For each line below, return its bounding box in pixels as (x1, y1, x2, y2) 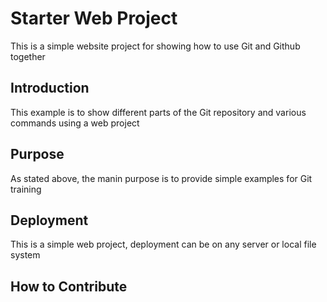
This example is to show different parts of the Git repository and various (10, 106, 307, 118)
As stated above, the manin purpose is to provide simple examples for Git (10, 172, 313, 184)
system (10, 249, 41, 261)
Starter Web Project (10, 7, 178, 30)
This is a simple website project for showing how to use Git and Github (10, 40, 301, 52)
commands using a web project (10, 117, 140, 129)
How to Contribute (10, 278, 128, 295)
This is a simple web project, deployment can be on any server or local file (10, 238, 317, 251)
